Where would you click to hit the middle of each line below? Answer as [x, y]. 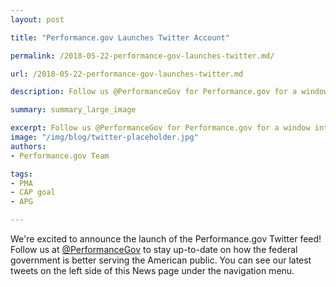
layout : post [37, 19]
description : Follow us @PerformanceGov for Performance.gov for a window [169, 92]
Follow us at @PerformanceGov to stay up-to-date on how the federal [154, 249]
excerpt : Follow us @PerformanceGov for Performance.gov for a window [160, 128]
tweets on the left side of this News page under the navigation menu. [152, 270]
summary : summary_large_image [73, 110]
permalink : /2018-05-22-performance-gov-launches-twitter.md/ [142, 56]
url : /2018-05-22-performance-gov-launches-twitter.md [127, 74]
